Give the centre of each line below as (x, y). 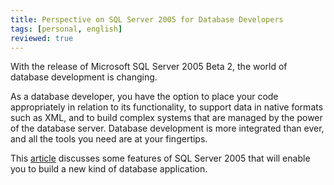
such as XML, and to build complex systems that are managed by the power (166, 118)
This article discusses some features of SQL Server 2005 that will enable (160, 158)
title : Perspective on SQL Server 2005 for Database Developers (147, 19)
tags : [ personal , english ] (66, 29)
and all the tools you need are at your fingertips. (109, 139)
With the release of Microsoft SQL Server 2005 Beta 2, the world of (149, 67)
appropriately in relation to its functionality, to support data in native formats (167, 107)
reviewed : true (42, 38)
